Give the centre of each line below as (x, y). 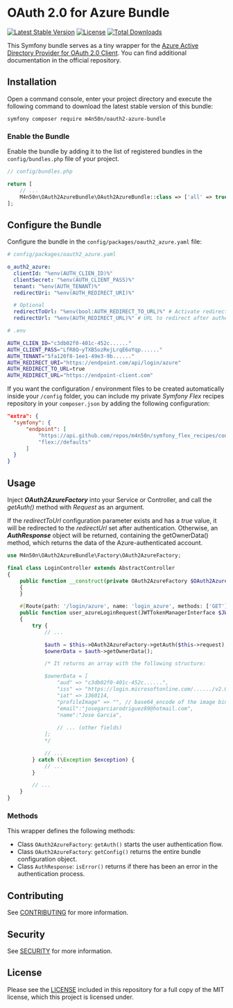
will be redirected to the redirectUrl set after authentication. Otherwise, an (113, 528)
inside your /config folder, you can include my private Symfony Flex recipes (116, 396)
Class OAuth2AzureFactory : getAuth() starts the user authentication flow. (120, 844)
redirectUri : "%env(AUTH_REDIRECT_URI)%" (74, 293)
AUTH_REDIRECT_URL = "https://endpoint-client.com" (80, 376)
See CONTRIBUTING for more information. (68, 913)
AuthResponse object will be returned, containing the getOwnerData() (108, 535)
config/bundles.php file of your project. (63, 159)
